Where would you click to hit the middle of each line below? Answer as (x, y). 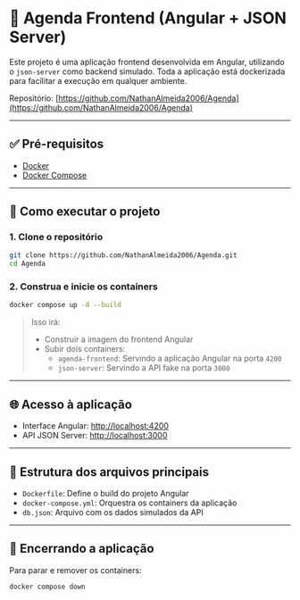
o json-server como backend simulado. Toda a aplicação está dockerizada (147, 71)
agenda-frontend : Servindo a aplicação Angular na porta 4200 (170, 358)
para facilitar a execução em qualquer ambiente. (98, 80)
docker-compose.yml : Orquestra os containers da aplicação (129, 503)
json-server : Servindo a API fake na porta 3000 (144, 368)
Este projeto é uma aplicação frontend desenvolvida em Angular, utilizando (147, 62)
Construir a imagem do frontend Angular (119, 339)
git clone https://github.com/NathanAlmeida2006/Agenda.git (124, 255)
